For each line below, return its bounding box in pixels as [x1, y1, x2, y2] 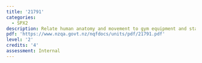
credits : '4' [6, 43, 39, 49]
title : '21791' [6, 8, 44, 15]
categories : [6, 14, 36, 20]
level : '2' [6, 37, 34, 43]
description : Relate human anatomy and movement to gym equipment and [6, 25, 187, 32]
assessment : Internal [6, 48, 61, 54]
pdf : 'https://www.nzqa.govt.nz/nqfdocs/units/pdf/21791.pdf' [6, 31, 165, 37]
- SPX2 [11, 20, 28, 26]
